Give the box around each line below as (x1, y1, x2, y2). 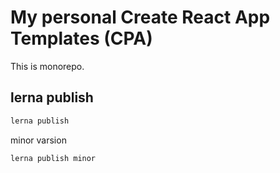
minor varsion (10, 134, 67, 146)
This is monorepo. (10, 60, 85, 72)
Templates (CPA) (10, 27, 153, 50)
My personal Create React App (10, 6, 271, 29)
